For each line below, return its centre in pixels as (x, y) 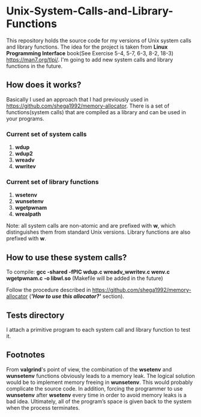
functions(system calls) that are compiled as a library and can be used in (96, 112)
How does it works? (44, 85)
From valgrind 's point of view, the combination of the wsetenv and (89, 369)
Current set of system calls (46, 134)
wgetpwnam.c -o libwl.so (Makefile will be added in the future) (85, 278)
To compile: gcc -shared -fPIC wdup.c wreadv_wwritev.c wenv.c (88, 272)
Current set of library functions (52, 181)
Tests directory (35, 315)
